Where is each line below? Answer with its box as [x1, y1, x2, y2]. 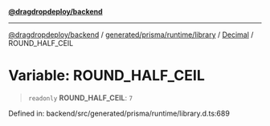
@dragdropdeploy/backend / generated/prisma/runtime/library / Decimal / [8, 30, 254, 39]
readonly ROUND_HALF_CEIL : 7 [27, 92, 133, 103]
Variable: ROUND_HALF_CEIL [8, 67, 205, 85]
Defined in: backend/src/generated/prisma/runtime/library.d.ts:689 [8, 108, 231, 118]
